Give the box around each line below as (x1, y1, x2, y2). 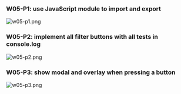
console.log (6, 40, 41, 48)
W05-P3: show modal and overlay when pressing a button (6, 68, 176, 76)
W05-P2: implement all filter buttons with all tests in (6, 33, 159, 41)
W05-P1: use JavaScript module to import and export (6, 5, 162, 13)
